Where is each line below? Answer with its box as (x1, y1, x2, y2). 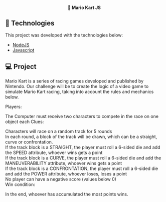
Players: (5, 103, 22, 110)
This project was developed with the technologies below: (5, 32, 123, 38)
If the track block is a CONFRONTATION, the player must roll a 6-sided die (5, 165, 158, 171)
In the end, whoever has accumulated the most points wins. (5, 191, 128, 197)
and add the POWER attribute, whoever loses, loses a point (5, 171, 127, 177)
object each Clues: (5, 118, 44, 125)
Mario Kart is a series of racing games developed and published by (5, 78, 144, 84)
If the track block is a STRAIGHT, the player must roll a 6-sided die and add (5, 144, 160, 150)
